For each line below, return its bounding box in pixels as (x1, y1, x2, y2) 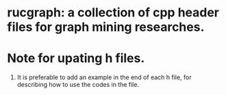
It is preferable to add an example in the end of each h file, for (16, 73, 192, 81)
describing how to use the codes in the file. (16, 81, 139, 89)
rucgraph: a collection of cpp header (7, 5, 220, 21)
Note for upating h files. (7, 51, 145, 66)
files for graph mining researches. (7, 19, 205, 35)
